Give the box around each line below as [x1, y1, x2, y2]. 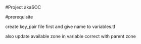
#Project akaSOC [5, 4, 41, 10]
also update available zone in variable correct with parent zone [5, 33, 136, 39]
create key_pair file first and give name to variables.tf [5, 23, 116, 29]
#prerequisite [5, 14, 33, 19]
